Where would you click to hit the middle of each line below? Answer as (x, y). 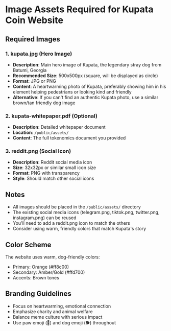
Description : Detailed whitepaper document (59, 127)
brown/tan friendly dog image (44, 103)
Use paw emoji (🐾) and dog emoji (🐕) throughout (64, 322)
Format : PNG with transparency (46, 173)
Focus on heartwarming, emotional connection (62, 306)
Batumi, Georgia (30, 70)
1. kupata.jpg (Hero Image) (39, 54)
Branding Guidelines (38, 294)
